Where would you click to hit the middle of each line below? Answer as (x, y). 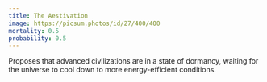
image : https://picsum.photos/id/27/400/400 (84, 23)
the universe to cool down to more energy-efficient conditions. (112, 70)
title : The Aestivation (48, 16)
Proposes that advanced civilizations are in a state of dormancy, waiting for (133, 61)
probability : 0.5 (38, 38)
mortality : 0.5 (34, 31)
